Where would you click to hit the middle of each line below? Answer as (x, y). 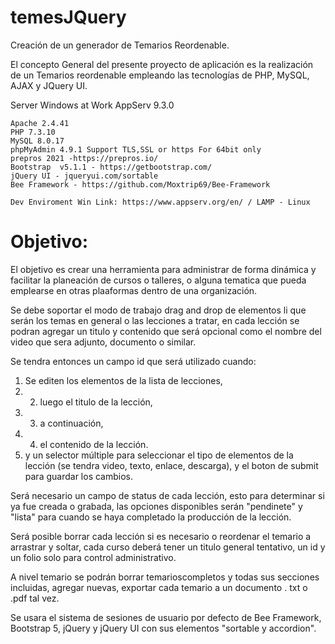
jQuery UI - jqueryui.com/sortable (84, 176)
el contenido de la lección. (94, 444)
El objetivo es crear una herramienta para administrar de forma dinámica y (163, 269)
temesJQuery (68, 17)
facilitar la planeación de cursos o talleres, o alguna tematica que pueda (158, 280)
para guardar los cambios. (78, 476)
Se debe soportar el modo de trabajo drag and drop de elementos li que (158, 310)
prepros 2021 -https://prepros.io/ (84, 158)
